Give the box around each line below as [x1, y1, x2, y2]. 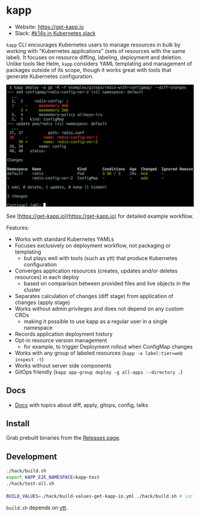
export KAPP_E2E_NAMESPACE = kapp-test [6, 474, 100, 481]
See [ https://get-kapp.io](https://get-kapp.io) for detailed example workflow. [6, 212, 194, 220]
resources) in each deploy [14, 273, 79, 280]
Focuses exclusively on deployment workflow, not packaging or [14, 242, 171, 249]
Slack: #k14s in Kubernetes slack [14, 29, 96, 36]
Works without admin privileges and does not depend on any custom [14, 305, 184, 312]
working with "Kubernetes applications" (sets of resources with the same [6, 47, 186, 54]
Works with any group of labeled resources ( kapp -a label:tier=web [14, 349, 183, 356]
